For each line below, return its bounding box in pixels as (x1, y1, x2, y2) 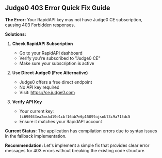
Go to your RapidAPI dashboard (19, 50, 82, 56)
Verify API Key (12, 99, 42, 105)
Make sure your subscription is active (19, 60, 95, 66)
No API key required (19, 84, 60, 90)
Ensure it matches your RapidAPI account (19, 118, 102, 124)
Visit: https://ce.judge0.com (19, 89, 75, 95)
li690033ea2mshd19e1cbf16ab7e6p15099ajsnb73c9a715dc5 (19, 114, 130, 119)
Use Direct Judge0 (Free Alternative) (12, 70, 88, 76)
